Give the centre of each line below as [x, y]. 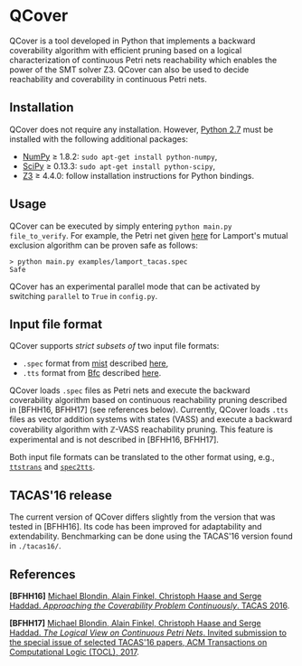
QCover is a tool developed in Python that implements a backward [132, 41]
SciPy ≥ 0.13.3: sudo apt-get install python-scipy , [119, 166]
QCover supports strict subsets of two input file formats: [114, 346]
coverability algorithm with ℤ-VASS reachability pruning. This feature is [142, 429]
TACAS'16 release [61, 495]
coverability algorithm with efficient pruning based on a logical [126, 50]
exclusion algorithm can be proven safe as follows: [104, 245]
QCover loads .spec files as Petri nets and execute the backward [130, 390]
